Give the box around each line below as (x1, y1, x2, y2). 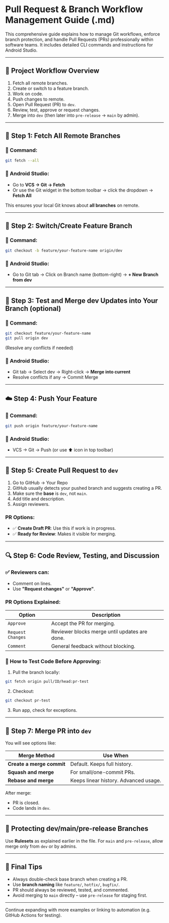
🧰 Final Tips (5, 863, 43, 871)
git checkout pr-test (5, 698, 51, 703)
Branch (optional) (5, 304, 61, 313)
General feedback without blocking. (51, 643, 136, 650)
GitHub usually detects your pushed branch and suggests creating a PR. (12, 485, 162, 491)
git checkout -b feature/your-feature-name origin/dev (5, 248, 123, 253)
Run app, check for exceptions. (12, 707, 77, 713)
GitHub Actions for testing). (5, 912, 62, 918)
